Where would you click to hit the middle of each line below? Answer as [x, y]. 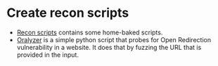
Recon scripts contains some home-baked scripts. [90, 32]
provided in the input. [47, 55]
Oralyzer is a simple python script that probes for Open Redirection [114, 39]
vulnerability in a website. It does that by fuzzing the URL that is [109, 47]
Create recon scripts [68, 13]
